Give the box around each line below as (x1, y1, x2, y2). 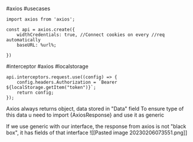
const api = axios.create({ (6, 27, 76, 32)
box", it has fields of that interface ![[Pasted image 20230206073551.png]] (6, 129, 188, 136)
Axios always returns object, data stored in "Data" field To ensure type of (6, 105, 184, 112)
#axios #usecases (6, 5, 51, 12)
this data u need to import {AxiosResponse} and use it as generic (6, 111, 165, 118)
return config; (17, 90, 54, 95)
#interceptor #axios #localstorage (6, 63, 89, 70)
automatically (6, 37, 41, 43)
